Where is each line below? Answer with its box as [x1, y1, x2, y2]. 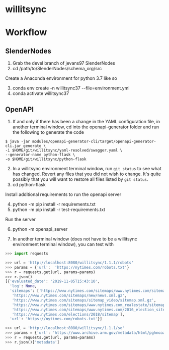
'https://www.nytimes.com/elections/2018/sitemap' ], [12, 312, 125, 317]
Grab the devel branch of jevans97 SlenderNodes [12, 60, 116, 66]
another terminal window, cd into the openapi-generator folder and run [12, 124, 159, 130]
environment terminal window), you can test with [12, 241, 114, 247]
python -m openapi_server [12, 226, 68, 232]
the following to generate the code [12, 129, 84, 135]
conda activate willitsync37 [12, 90, 69, 96]
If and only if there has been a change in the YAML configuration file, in [12, 119, 160, 124]
